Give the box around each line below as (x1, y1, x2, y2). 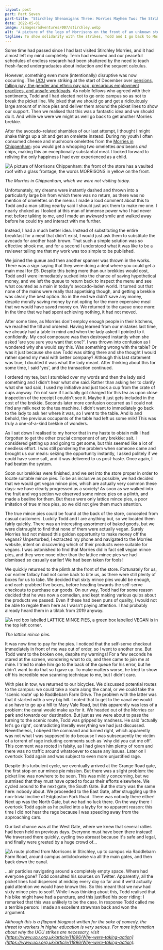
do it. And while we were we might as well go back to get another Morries (5, 113, 152, 119)
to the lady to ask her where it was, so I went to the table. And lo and (5, 410, 142, 416)
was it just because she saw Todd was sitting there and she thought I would (5, 349, 157, 355)
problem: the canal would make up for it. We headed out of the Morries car (5, 707, 154, 713)
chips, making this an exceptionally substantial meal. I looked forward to (5, 148, 149, 154)
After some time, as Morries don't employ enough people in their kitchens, (5, 318, 154, 324)
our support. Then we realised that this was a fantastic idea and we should (5, 108, 154, 114)
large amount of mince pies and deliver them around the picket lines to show (5, 103, 158, 109)
